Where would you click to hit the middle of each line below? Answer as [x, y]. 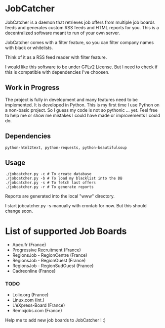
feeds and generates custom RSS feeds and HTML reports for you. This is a [82, 27]
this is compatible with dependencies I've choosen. [57, 72]
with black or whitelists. [29, 47]
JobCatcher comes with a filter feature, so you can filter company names [80, 42]
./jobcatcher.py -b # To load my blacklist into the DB [64, 179]
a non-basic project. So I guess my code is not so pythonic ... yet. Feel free [82, 110]
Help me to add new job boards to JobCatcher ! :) [56, 320]
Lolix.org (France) [30, 294]
